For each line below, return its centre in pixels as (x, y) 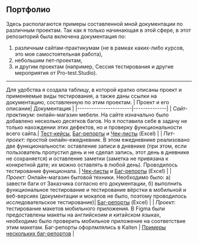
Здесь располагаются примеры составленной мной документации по (95, 24)
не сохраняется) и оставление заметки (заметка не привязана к (88, 158)
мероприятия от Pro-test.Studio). (56, 72)
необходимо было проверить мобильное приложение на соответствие (96, 221)
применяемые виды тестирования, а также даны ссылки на (82, 96)
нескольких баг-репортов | (40, 233)
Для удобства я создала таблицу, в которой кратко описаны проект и (94, 89)
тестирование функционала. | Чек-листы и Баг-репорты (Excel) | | (89, 171)
